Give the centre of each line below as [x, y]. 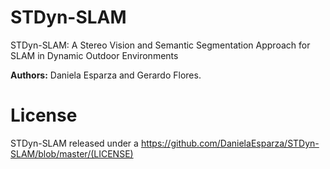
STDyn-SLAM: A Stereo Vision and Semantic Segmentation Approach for [160, 45]
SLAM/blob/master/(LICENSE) [72, 153]
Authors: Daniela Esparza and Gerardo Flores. [106, 75]
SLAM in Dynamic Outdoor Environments [94, 55]
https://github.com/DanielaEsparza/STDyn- [230, 143]
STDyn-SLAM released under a [74, 143]
